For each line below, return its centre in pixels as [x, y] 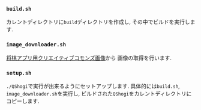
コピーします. [23, 101]
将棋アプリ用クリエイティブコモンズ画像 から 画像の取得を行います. [89, 58]
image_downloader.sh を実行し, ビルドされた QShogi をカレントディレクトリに [99, 93]
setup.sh [19, 73]
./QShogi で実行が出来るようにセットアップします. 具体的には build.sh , [93, 86]
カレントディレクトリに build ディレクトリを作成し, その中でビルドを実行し [98, 22]
